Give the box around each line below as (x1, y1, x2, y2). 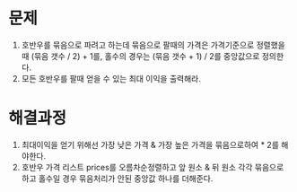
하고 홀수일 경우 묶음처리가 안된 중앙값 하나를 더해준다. (21, 172, 214, 184)
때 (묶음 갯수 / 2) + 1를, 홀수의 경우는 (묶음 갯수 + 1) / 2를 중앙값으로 (21, 50, 260, 61)
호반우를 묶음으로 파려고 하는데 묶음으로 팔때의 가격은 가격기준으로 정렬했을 (21, 39, 286, 50)
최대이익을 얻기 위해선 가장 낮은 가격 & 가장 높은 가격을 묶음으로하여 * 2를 (21, 139, 280, 150)
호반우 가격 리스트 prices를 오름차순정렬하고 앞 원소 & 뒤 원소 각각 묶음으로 (21, 161, 284, 172)
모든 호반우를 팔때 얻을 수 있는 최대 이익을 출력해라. (21, 73, 201, 83)
